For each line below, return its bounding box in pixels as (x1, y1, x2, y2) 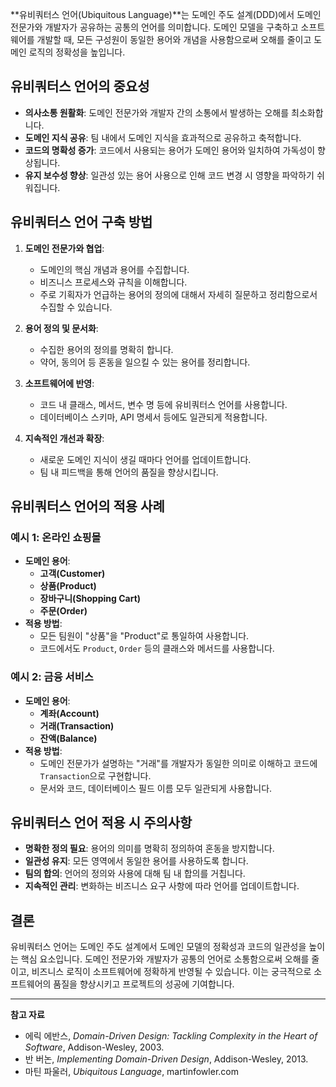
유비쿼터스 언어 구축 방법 (10, 214, 153, 231)
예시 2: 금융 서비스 (10, 670, 94, 684)
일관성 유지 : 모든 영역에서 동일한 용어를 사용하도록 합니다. (24, 855, 249, 867)
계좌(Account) (39, 707, 100, 719)
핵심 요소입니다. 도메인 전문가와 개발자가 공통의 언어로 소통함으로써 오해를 (20, 953, 310, 965)
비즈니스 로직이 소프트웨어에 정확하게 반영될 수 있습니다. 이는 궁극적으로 (31, 966, 312, 978)
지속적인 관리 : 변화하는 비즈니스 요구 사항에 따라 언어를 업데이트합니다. (24, 880, 300, 892)
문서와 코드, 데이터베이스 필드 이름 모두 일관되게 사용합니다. (39, 782, 273, 794)
